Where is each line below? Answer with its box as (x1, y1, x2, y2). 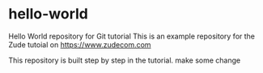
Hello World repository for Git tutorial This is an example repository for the (8, 31, 256, 41)
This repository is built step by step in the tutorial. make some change (8, 55, 241, 65)
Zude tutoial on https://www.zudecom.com (8, 39, 151, 49)
